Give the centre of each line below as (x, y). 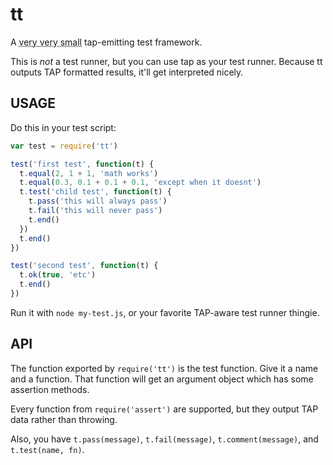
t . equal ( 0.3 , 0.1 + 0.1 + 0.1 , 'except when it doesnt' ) (140, 183)
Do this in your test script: (63, 127)
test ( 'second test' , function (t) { (84, 266)
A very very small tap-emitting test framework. (106, 42)
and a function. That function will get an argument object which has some (162, 379)
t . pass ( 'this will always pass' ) (98, 201)
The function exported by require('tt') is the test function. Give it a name (164, 368)
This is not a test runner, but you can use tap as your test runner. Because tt (166, 61)
